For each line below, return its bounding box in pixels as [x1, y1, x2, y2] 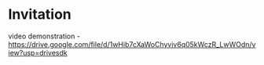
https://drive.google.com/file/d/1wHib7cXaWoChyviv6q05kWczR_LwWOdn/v [8, 39, 256, 49]
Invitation [8, 5, 72, 23]
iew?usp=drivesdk [8, 48, 68, 57]
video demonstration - [8, 31, 81, 41]
